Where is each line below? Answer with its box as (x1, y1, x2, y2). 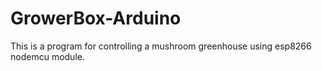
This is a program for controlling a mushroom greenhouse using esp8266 (10, 40, 312, 52)
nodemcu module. (10, 50, 85, 62)
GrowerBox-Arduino (10, 7, 182, 30)
